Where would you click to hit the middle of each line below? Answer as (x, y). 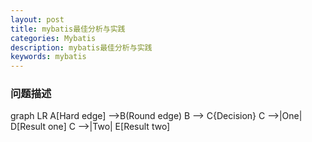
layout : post (37, 19)
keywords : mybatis (48, 57)
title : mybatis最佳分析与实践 (68, 29)
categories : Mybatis (53, 38)
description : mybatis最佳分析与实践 (81, 47)
